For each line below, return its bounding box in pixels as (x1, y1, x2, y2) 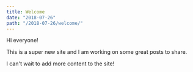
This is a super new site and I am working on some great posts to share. (6, 48, 188, 56)
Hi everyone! (6, 37, 38, 44)
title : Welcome (6, 8, 45, 15)
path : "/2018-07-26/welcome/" (6, 20, 84, 26)
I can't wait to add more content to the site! (6, 60, 115, 67)
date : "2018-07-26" (6, 15, 56, 21)
